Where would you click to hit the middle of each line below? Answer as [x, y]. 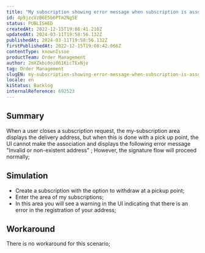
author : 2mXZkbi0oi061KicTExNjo [47, 63]
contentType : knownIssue [38, 52]
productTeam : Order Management [46, 57]
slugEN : [16, 74]
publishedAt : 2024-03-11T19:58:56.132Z [57, 40]
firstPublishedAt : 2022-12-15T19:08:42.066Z [64, 46]
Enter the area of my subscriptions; [59, 197]
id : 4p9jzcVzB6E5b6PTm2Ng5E [42, 18]
